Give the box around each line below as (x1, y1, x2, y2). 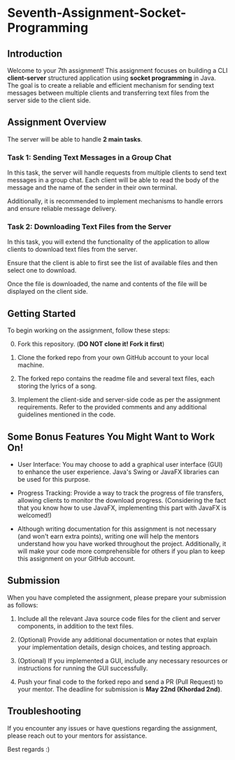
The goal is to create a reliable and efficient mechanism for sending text (7, 81, 215, 89)
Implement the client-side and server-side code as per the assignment (17, 395, 220, 404)
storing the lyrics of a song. (17, 382, 97, 391)
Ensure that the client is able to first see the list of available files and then (7, 259, 218, 267)
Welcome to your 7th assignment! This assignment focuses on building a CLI (7, 67, 228, 74)
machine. (17, 361, 45, 369)
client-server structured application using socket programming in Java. (7, 74, 217, 82)
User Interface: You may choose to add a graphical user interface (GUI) (17, 461, 223, 469)
